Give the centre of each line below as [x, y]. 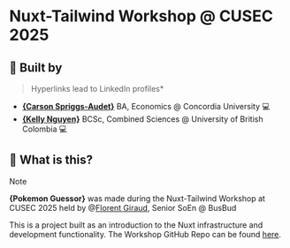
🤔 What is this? [51, 160]
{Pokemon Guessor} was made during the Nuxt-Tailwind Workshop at [137, 198]
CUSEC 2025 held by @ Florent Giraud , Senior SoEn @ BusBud [123, 207]
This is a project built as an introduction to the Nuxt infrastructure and [136, 225]
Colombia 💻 [45, 129]
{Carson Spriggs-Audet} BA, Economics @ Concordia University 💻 [146, 106]
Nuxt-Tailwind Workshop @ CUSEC [141, 16]
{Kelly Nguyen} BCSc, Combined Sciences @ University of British [142, 119]
